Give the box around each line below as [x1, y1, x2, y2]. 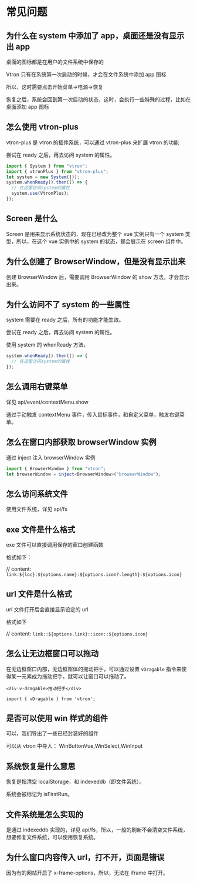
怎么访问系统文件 [6, 489, 68, 499]
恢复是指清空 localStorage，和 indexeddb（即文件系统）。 [6, 778, 145, 786]
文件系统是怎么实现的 [6, 810, 83, 820]
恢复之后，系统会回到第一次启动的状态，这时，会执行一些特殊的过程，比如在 [6, 96, 191, 103]
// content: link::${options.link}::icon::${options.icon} [6, 630, 148, 637]
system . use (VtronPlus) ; [11, 191, 69, 197]
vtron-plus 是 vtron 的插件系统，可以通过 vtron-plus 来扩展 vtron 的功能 [6, 139, 179, 146]
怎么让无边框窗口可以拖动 [6, 648, 98, 659]
